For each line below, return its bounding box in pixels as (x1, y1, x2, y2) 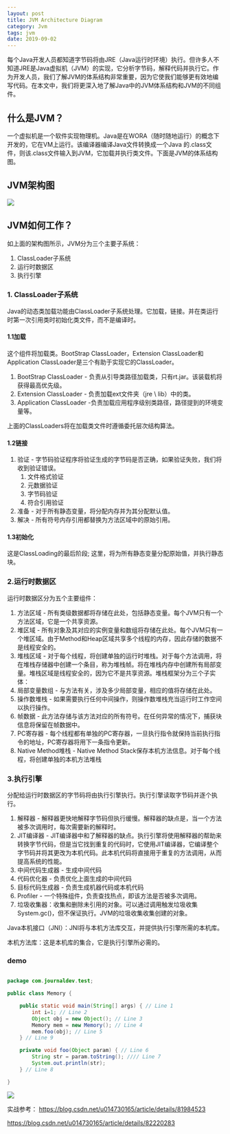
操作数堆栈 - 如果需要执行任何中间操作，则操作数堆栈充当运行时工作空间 (16, 694, 222, 703)
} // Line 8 (19, 1066, 54, 1073)
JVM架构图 (7, 180, 55, 192)
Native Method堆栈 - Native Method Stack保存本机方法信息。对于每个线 (16, 746, 221, 755)
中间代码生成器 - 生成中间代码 (16, 866, 102, 874)
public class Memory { (7, 990, 72, 997)
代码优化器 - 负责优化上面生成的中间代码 (16, 875, 133, 883)
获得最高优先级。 (16, 381, 66, 389)
